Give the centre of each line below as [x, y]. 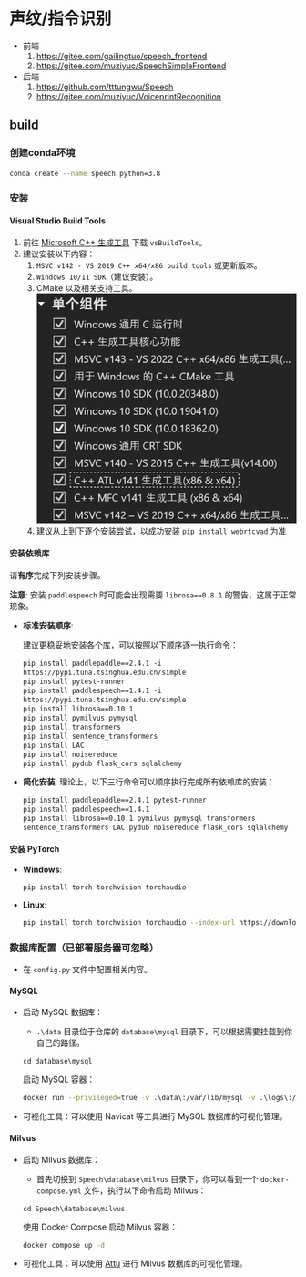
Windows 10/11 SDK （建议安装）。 [97, 276]
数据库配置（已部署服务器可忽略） [84, 948]
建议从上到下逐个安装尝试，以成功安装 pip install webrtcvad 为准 [161, 531]
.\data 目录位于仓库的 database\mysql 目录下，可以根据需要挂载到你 [164, 1032]
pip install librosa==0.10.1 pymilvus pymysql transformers [139, 818]
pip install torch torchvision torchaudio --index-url [129, 923]
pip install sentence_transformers [90, 736]
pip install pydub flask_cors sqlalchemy [102, 763]
